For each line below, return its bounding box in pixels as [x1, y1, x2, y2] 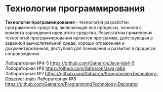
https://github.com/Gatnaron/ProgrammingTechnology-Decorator [5, 81, 138, 87]
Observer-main [5, 76, 36, 82]
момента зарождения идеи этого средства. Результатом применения [5, 30, 153, 35]
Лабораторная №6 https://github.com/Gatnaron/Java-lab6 [5, 65, 125, 71]
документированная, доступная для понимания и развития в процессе [5, 45, 156, 51]
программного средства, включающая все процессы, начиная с [5, 24, 142, 30]
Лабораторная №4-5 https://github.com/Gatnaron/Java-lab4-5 [5, 60, 135, 66]
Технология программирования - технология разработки [5, 19, 129, 25]
